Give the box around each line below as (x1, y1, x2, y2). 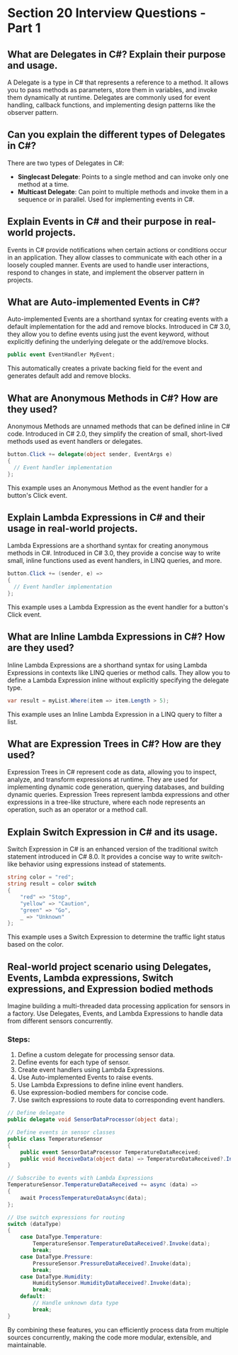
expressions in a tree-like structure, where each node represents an (7, 798, 205, 806)
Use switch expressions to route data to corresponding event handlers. (17, 1095, 225, 1104)
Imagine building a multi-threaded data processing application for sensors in (7, 1002, 230, 1010)
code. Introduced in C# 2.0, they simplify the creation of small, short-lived (7, 430, 223, 438)
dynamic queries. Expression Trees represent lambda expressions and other (7, 791, 230, 799)
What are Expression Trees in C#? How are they (7, 738, 222, 750)
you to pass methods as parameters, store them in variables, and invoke (7, 86, 218, 94)
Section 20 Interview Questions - (7, 5, 207, 21)
